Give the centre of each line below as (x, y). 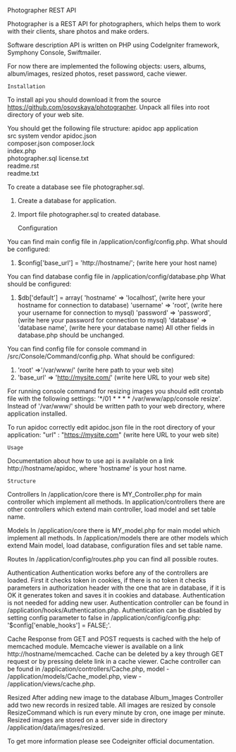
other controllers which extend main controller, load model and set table (112, 509)
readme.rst (23, 166)
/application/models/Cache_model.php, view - (75, 676)
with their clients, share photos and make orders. (78, 31)
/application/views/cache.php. (51, 684)
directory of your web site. (46, 115)
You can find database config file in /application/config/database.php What (117, 277)
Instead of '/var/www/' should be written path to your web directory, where (116, 406)
